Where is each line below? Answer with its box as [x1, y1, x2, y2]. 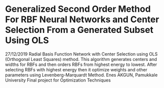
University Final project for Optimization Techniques [5, 77, 111, 83]
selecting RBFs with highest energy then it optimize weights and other [5, 66, 147, 72]
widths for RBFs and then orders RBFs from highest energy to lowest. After [5, 61, 157, 67]
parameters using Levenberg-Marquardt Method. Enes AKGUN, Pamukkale [5, 72, 158, 78]
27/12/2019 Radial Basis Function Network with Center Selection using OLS [5, 51, 158, 57]
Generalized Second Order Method [5, 3, 151, 15]
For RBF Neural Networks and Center [5, 14, 160, 25]
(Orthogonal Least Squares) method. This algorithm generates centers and [5, 56, 157, 62]
